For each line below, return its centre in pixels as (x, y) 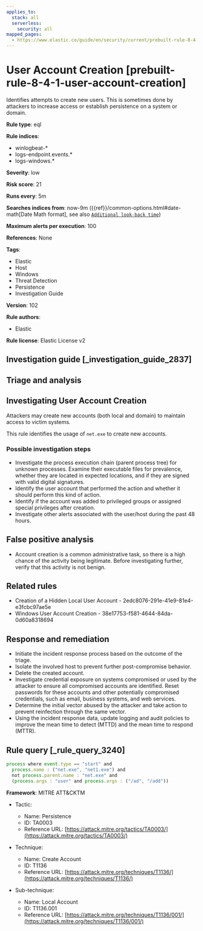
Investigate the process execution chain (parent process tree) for (96, 462)
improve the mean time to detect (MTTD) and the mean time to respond (104, 725)
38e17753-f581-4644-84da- (137, 614)
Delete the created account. (50, 673)
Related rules (32, 586)
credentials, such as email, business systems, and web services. (95, 699)
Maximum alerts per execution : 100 (51, 226)
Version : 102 (22, 305)
